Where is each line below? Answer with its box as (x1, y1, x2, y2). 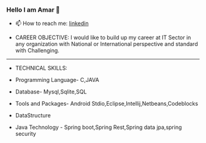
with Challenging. (15, 47, 59, 54)
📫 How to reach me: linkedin (15, 20, 89, 27)
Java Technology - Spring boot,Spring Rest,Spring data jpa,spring (15, 123, 182, 131)
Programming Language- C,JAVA (15, 76, 99, 84)
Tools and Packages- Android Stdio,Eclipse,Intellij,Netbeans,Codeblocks (15, 100, 198, 108)
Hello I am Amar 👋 (6, 5, 60, 14)
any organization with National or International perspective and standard (15, 40, 198, 48)
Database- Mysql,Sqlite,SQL (15, 88, 87, 95)
